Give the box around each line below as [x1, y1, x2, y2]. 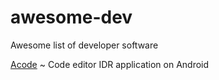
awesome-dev [10, 6, 133, 29]
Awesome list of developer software [10, 39, 159, 51]
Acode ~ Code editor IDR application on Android [10, 58, 210, 70]
